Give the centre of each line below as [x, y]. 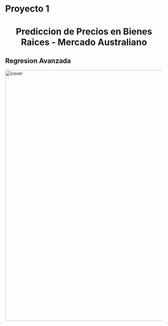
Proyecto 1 [27, 9]
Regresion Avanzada [38, 61]
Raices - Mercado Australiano [84, 42]
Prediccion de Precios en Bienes [84, 32]
